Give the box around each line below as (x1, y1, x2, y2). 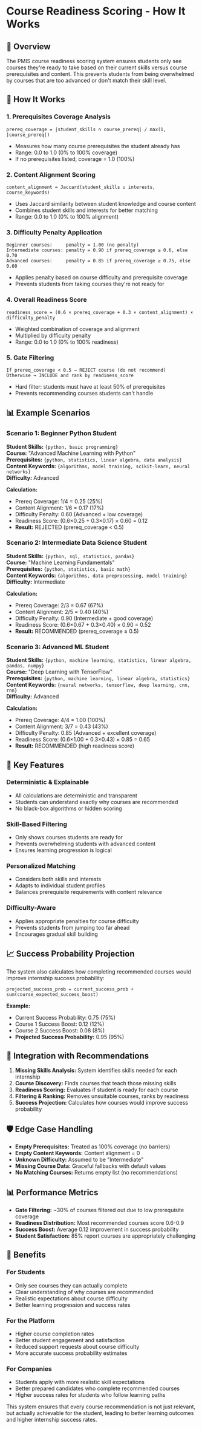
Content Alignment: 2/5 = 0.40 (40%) (15, 608, 109, 615)
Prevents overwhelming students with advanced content (15, 840, 156, 848)
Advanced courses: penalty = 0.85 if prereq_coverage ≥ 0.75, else (6, 258, 191, 264)
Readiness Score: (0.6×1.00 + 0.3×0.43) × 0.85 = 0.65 (15, 736, 150, 743)
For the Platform (6, 1316, 55, 1325)
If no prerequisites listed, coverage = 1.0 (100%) (15, 155, 135, 162)
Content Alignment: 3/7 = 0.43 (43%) (15, 723, 109, 730)
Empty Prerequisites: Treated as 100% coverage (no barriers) (15, 1143, 171, 1150)
